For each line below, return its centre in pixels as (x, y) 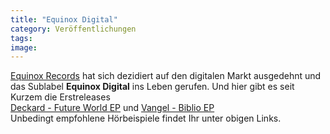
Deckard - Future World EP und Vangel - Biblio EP (112, 108)
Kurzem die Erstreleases (60, 97)
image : (24, 47)
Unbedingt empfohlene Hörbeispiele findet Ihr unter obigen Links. (146, 118)
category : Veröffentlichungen (73, 29)
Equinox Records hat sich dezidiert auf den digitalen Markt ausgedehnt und (166, 76)
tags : (21, 38)
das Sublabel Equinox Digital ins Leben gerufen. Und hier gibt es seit (152, 87)
